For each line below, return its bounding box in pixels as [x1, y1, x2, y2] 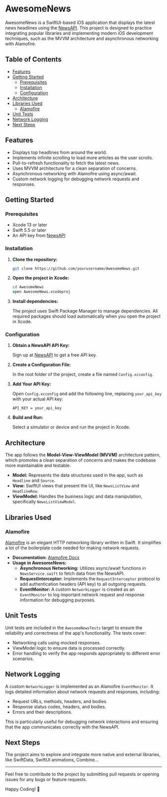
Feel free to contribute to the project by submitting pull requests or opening [5, 771, 160, 777]
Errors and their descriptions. [12, 709, 73, 715]
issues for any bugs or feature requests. [5, 777, 87, 783]
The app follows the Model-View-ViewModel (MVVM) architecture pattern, [5, 452, 161, 458]
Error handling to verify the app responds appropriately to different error [12, 650, 161, 656]
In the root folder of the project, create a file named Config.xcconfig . [12, 372, 154, 378]
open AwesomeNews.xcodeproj [12, 289, 71, 295]
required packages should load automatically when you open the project [12, 313, 161, 320]
